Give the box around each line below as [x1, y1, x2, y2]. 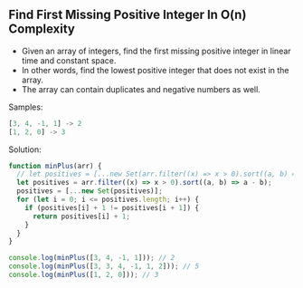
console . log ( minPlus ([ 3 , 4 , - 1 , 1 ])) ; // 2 [8, 254, 175, 263]
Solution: [8, 144, 42, 155]
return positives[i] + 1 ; [32, 212, 130, 221]
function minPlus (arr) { [8, 161, 102, 170]
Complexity [8, 22, 76, 37]
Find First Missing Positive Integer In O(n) [8, 7, 247, 23]
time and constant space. [21, 54, 117, 66]
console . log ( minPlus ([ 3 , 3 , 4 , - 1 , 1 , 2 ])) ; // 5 [8, 262, 200, 271]
